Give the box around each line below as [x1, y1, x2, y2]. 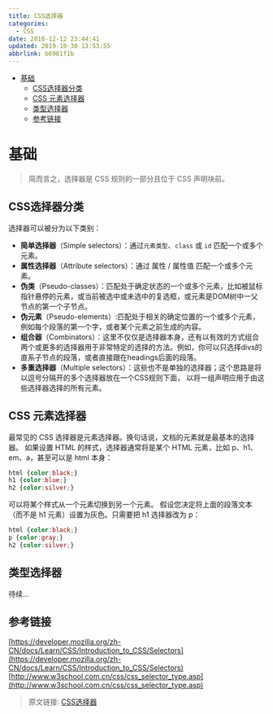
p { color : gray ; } [8, 534, 63, 542]
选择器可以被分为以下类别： [8, 223, 102, 233]
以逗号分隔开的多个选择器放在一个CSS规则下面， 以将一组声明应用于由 [19, 372, 258, 383]
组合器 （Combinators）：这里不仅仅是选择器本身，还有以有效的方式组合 [19, 331, 260, 342]
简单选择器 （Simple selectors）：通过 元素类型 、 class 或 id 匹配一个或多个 [19, 240, 264, 250]
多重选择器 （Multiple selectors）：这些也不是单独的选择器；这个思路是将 [19, 362, 262, 372]
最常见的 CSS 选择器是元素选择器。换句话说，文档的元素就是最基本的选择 [8, 432, 255, 442]
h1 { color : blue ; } [8, 476, 67, 484]
